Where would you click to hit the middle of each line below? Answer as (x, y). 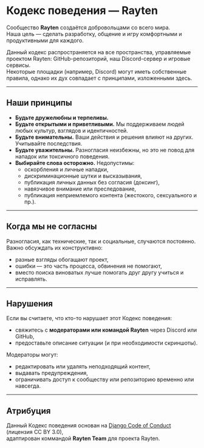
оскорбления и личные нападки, (66, 169)
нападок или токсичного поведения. (62, 156)
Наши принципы (39, 103)
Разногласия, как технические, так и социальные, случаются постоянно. (101, 241)
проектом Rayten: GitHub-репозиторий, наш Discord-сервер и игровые (98, 58)
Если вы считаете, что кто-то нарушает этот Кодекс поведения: (89, 318)
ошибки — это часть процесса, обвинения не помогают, (88, 266)
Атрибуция (29, 411)
